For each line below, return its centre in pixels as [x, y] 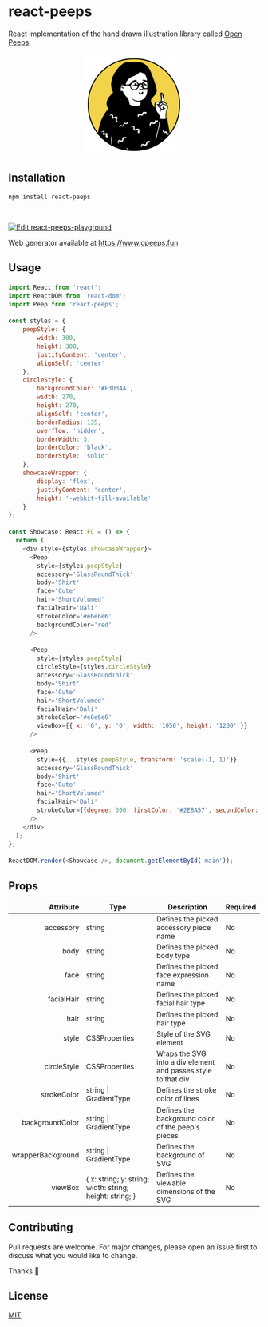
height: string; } [111, 1196]
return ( [30, 541]
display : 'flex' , [65, 481]
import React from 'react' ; [55, 287]
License [28, 1295]
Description [187, 907]
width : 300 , [57, 338]
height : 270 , [59, 406]
